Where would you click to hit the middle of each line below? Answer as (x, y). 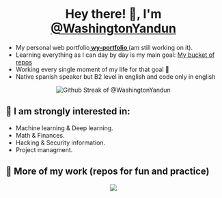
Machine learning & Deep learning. (64, 128)
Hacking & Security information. (60, 143)
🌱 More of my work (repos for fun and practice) (108, 172)
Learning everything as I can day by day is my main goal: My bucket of (115, 55)
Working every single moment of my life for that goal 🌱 (92, 69)
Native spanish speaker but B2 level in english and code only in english (115, 76)
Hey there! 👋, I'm (113, 14)
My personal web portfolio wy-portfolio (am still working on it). (104, 47)
